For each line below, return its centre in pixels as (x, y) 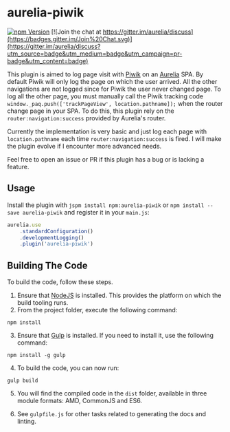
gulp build (23, 381)
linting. (26, 422)
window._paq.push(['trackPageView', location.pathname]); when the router (115, 103)
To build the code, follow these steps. (60, 282)
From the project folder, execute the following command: (97, 310)
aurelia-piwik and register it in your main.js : (86, 212)
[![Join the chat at (76, 32)
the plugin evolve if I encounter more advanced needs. (84, 146)
